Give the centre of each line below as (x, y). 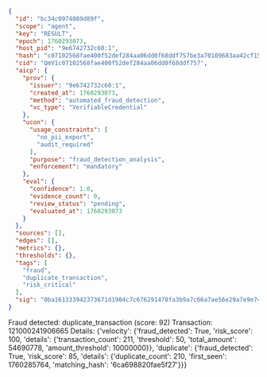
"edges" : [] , (37, 241)
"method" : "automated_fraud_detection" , (97, 100)
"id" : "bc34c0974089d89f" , (60, 19)
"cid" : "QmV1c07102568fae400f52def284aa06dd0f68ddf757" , (112, 64)
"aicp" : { (31, 71)
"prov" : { (39, 78)
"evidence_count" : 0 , (65, 196)
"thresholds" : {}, (46, 255)
